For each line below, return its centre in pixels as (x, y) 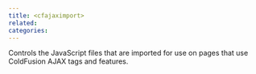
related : (23, 23)
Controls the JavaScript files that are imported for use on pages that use (128, 53)
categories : (28, 30)
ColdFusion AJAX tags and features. (68, 61)
